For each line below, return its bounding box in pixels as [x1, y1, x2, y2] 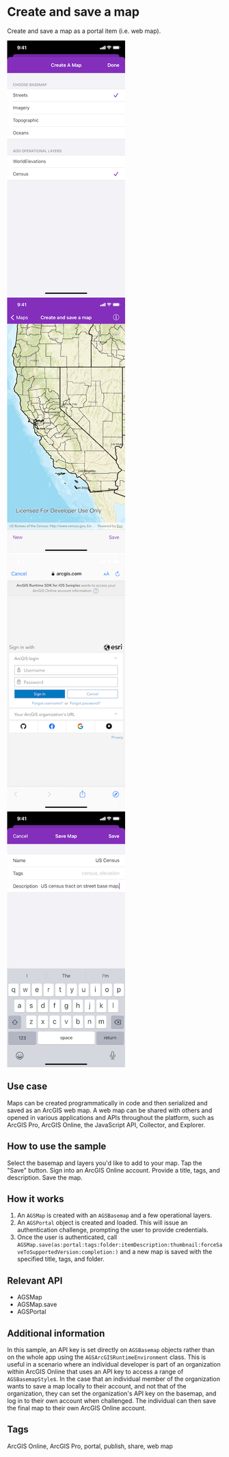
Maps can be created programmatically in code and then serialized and [7, 1099, 208, 1107]
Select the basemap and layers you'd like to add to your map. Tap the [7, 1159, 203, 1167]
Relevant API [7, 1275, 63, 1286]
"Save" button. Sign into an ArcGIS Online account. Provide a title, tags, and [7, 1166, 220, 1174]
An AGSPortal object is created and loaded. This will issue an [16, 1219, 188, 1227]
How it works [7, 1193, 64, 1205]
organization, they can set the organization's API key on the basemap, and [7, 1389, 217, 1397]
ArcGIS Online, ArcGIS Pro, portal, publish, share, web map [7, 1442, 173, 1450]
